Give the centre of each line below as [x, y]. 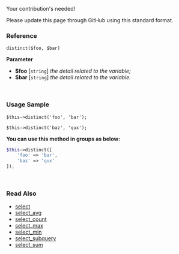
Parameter [20, 59]
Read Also [21, 193]
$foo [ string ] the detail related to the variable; [73, 71]
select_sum [29, 245]
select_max [29, 226]
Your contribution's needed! [41, 9]
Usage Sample [28, 104]
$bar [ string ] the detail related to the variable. [73, 77]
